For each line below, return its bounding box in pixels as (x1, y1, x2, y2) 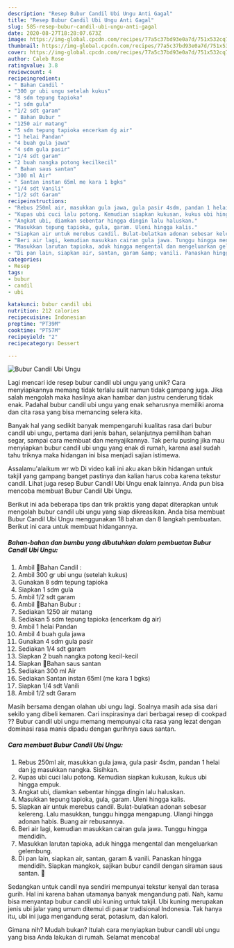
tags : (8, 269, 24, 276)
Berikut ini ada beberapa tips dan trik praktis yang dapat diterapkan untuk (8, 500, 219, 509)
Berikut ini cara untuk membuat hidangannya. (8, 523, 138, 531)
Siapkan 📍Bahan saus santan (17, 659, 101, 668)
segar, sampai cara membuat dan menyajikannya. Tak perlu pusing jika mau (8, 436, 225, 445)
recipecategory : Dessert (8, 340, 80, 347)
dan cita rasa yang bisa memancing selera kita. (8, 408, 143, 416)
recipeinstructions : (8, 198, 68, 205)
